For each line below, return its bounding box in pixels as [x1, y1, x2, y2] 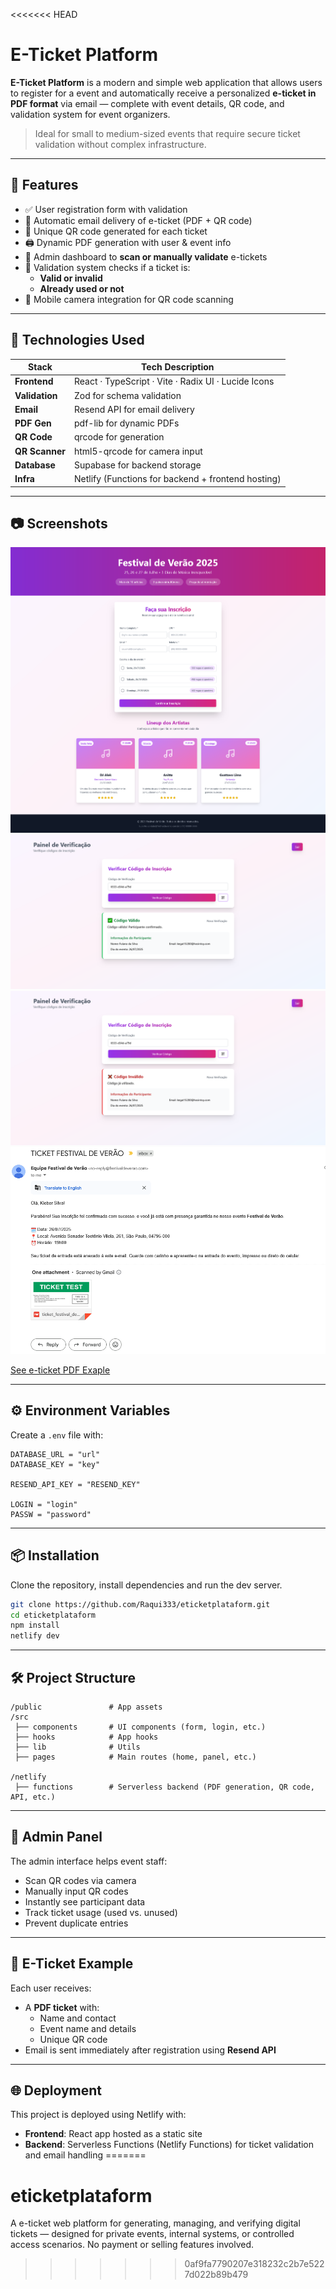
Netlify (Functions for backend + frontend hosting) [73, 473, 282, 485]
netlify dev [10, 1631, 60, 1641]
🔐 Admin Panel [10, 1829, 103, 1846]
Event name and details [39, 2022, 137, 2034]
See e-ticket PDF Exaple [10, 1364, 111, 1376]
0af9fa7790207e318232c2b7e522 [184, 2258, 325, 2270]
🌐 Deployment [10, 2082, 102, 2099]
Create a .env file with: [10, 1429, 104, 1441]
